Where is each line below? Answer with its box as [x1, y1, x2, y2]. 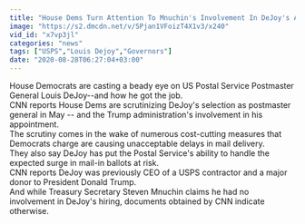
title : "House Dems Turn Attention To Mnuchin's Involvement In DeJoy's [9, 13, 290, 23]
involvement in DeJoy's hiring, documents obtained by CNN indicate [9, 196, 265, 207]
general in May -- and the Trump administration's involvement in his [9, 110, 263, 120]
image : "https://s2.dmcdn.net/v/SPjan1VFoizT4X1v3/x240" [9, 22, 230, 31]
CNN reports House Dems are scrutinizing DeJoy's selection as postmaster [9, 100, 291, 110]
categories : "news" [9, 38, 84, 48]
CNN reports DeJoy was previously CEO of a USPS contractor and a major [9, 167, 288, 178]
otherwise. [9, 206, 50, 216]
